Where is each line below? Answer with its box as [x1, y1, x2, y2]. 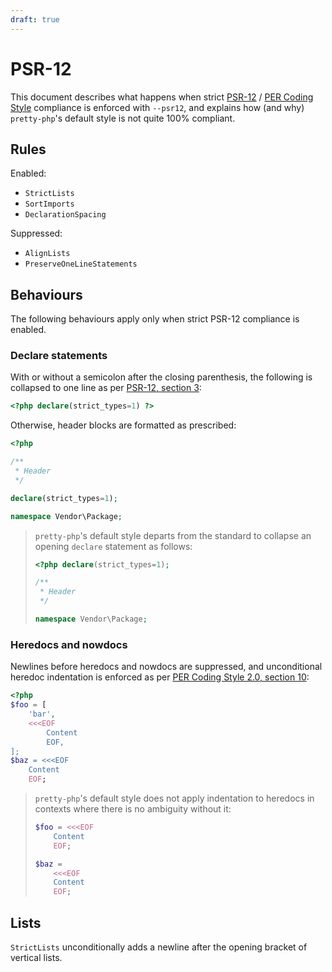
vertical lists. [10, 951, 63, 963]
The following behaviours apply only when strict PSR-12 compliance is [10, 313, 300, 325]
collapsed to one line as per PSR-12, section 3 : [10, 382, 202, 394]
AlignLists [24, 249, 71, 259]
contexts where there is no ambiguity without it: [34, 803, 232, 815]
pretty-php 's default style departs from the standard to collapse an [34, 529, 312, 541]
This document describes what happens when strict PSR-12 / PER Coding [10, 91, 314, 103]
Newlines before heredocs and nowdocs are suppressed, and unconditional [10, 661, 323, 673]
